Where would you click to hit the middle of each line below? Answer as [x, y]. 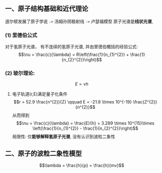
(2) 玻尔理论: [20, 73]
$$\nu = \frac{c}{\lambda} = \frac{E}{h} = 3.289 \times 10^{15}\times [85, 123]
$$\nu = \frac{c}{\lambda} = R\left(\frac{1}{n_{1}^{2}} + [74, 54]
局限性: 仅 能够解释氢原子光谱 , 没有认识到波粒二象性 [63, 137]
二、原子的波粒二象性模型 [43, 153]
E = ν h [82, 84]
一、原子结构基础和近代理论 [47, 9]
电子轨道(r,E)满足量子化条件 [40, 94]
